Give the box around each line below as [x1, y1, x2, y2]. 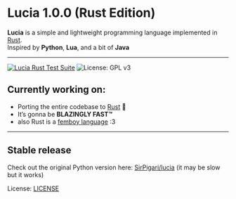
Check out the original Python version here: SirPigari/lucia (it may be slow [7, 163, 221, 172]
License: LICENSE [7, 184, 60, 193]
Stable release [7, 144, 72, 156]
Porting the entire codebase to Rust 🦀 [17, 102, 126, 110]
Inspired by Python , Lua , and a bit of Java [7, 43, 130, 51]
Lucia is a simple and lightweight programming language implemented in [7, 28, 218, 37]
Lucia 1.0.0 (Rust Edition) [7, 5, 156, 21]
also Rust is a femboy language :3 [17, 117, 116, 126]
